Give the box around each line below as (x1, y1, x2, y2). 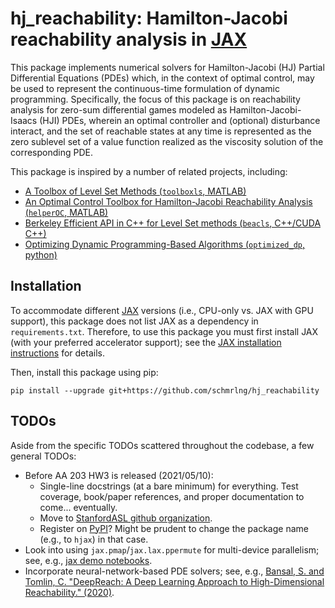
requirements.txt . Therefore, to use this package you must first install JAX (10, 325, 319, 337)
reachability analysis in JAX (10, 28, 248, 51)
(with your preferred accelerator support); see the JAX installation (10, 336, 282, 348)
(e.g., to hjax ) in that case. (39, 533, 149, 545)
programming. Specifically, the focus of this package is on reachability (10, 93, 301, 105)
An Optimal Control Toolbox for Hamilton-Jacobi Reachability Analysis (24, 195, 313, 207)
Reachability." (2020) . (24, 586, 115, 598)
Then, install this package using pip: (10, 366, 159, 378)
